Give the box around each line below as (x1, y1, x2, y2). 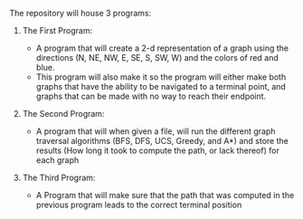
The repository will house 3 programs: (9, 8, 152, 18)
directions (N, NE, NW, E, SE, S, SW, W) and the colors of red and (35, 52, 279, 62)
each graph (35, 155, 80, 166)
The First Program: (22, 25, 93, 35)
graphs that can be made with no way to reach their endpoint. (35, 90, 267, 101)
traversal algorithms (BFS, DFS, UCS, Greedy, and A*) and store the (35, 136, 289, 146)
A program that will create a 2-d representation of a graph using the (35, 43, 289, 53)
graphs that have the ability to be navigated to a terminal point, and (35, 81, 287, 91)
